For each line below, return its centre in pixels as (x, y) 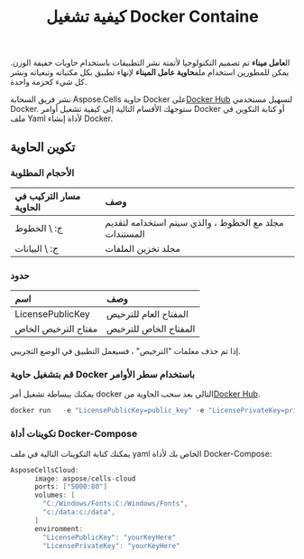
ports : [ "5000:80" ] (70, 487)
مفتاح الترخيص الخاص (56, 329)
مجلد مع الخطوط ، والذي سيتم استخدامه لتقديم (194, 222)
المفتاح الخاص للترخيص (151, 329)
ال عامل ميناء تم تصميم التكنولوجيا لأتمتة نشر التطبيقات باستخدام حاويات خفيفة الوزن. (150, 63)
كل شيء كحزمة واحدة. (49, 82)
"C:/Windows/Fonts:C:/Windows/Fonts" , (115, 504)
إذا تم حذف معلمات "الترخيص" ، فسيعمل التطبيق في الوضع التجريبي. (126, 351)
